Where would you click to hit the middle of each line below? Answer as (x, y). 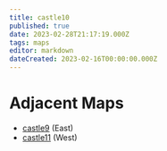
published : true (39, 26)
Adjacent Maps (67, 103)
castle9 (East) (48, 128)
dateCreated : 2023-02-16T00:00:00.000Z (83, 59)
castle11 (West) (50, 137)
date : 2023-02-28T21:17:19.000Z (69, 34)
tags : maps (29, 42)
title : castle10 (39, 17)
